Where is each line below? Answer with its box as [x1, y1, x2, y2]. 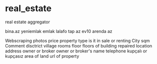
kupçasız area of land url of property [5, 53, 79, 59]
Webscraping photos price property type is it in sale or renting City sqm [5, 37, 150, 44]
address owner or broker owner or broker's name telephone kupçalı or [5, 48, 147, 54]
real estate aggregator [5, 19, 50, 25]
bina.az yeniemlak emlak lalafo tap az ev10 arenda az [5, 28, 113, 34]
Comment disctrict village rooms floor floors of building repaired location [5, 43, 153, 48]
